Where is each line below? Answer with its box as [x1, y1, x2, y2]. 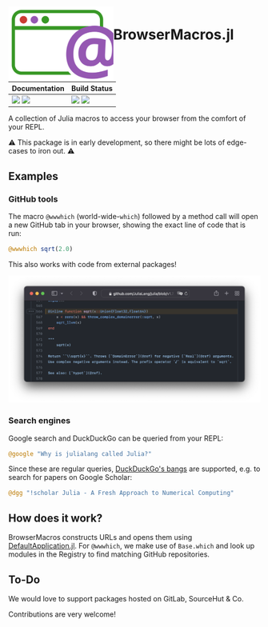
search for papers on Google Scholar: [8, 473, 133, 482]
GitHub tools [8, 194, 58, 205]
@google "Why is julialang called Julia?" [8, 449, 152, 457]
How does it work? [8, 511, 103, 525]
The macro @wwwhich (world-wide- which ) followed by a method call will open [8, 211, 258, 221]
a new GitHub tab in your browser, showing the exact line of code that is [8, 220, 246, 230]
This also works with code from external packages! [8, 259, 178, 269]
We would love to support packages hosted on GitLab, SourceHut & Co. [8, 593, 244, 603]
